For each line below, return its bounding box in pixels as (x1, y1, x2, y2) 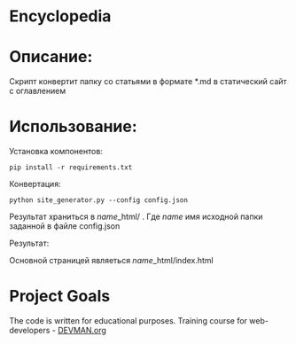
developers (9, 325, 51, 335)
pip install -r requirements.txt (9, 163, 133, 172)
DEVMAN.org (57, 325, 106, 335)
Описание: (9, 47, 93, 67)
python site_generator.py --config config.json (9, 196, 189, 205)
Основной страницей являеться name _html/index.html (9, 255, 214, 266)
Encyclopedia (9, 6, 112, 27)
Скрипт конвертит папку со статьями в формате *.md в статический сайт (9, 76, 287, 87)
